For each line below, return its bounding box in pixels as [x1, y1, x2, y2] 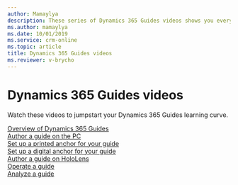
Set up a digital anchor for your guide [7, 147, 116, 155]
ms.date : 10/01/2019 [7, 30, 69, 38]
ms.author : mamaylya [7, 23, 69, 30]
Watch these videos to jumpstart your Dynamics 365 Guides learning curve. [7, 111, 229, 119]
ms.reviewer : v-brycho [7, 57, 74, 64]
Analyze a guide [7, 169, 55, 178]
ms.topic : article [7, 43, 62, 50]
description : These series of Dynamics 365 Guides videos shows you [7, 17, 214, 24]
